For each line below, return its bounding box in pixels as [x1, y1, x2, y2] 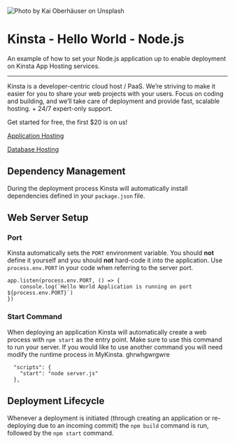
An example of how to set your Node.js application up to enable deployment [7, 54, 226, 62]
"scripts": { [13, 363, 52, 371]
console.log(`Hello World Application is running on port [20, 283, 192, 290]
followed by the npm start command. [7, 429, 114, 437]
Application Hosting [7, 131, 64, 140]
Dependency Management [7, 166, 126, 177]
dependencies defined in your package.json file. [7, 191, 145, 200]
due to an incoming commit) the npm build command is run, [37, 421, 209, 429]
